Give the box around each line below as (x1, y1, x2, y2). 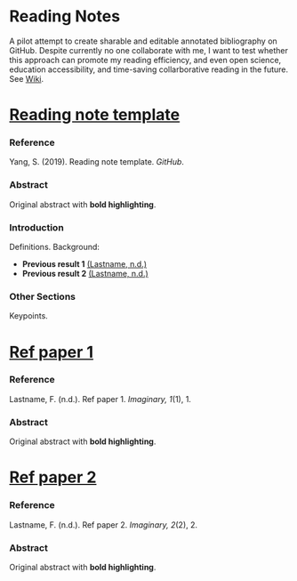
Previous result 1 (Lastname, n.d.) (21, 259, 148, 270)
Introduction (9, 221, 64, 233)
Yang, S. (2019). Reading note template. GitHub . (9, 157, 185, 167)
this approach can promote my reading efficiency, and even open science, (9, 54, 282, 65)
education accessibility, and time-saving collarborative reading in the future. (9, 64, 289, 75)
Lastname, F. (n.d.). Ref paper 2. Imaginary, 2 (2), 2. (9, 519, 198, 530)
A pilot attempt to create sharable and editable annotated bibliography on (9, 36, 277, 46)
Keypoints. (9, 311, 49, 321)
